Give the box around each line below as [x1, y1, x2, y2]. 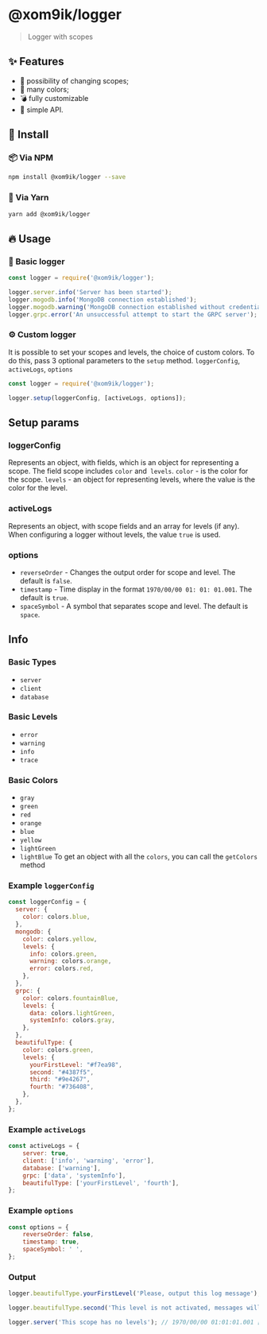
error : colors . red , [29, 964, 94, 973]
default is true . [19, 592, 69, 602]
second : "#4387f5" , [29, 1068, 94, 1076]
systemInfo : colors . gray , [29, 1016, 115, 1025]
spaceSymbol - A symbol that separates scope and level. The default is [19, 601, 249, 611]
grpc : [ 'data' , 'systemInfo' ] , [22, 1171, 126, 1180]
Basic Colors [8, 774, 58, 785]
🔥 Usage [8, 232, 52, 246]
